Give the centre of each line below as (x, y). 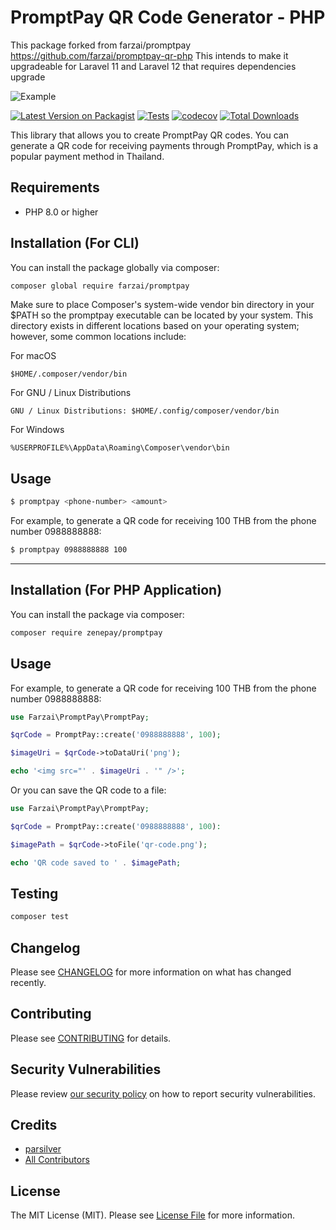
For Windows (37, 430)
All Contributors (57, 1160)
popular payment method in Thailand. (87, 156)
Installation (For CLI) (75, 243)
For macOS (33, 356)
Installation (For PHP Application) (116, 590)
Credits (34, 1125)
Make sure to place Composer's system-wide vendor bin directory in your (162, 305)
